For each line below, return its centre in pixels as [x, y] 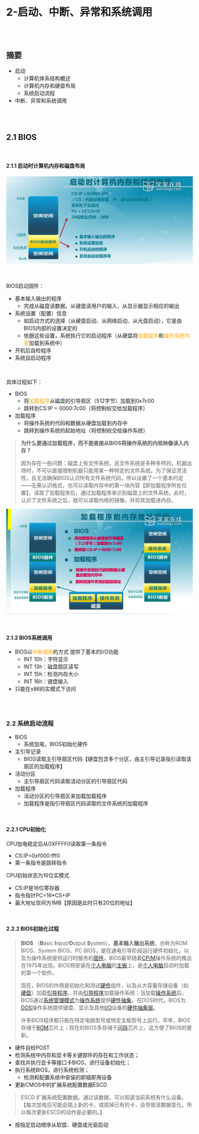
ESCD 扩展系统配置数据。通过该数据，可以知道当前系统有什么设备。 [104, 1097]
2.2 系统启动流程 [30, 724]
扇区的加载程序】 [44, 766]
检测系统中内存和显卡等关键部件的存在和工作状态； [77, 1055]
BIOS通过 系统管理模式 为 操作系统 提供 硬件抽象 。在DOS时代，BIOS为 [103, 1000]
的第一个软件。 [39, 973]
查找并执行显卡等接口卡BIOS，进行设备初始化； [73, 1062]
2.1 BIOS [22, 137]
